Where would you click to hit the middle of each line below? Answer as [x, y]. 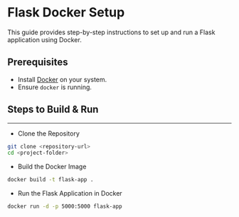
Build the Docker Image [52, 167]
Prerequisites [38, 62]
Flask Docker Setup [66, 12]
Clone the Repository [49, 133]
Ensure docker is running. [55, 87]
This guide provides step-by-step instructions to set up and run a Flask [111, 32]
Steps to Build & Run [53, 110]
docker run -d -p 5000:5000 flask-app [65, 207]
